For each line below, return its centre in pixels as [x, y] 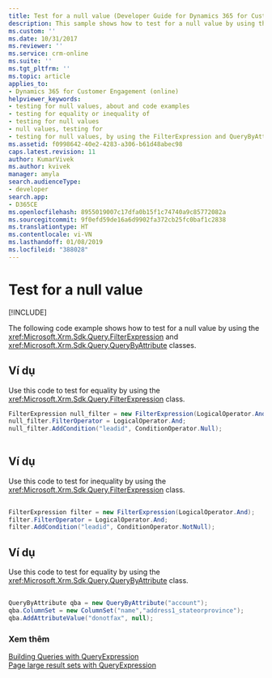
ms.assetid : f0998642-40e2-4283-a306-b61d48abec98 [96, 144]
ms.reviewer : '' [36, 46]
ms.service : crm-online [49, 54]
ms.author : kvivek [39, 167]
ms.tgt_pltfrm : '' [39, 69]
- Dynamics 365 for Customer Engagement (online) [94, 91]
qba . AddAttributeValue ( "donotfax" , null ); [81, 618]
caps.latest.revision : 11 [52, 152]
